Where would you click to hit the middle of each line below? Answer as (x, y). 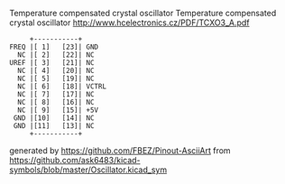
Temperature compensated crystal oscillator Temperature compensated (143, 13)
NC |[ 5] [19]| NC (56, 78)
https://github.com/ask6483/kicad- (75, 160)
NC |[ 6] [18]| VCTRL (62, 87)
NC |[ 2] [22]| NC (56, 55)
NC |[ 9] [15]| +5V (58, 110)
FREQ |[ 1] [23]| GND (54, 47)
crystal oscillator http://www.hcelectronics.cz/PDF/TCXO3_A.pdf (129, 23)
